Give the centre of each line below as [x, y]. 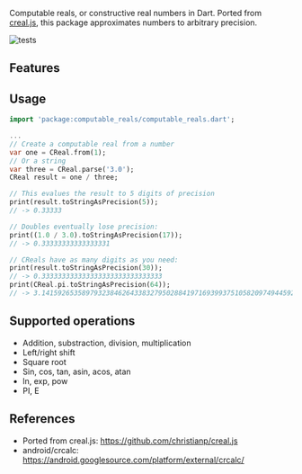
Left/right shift [49, 352]
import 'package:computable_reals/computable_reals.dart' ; [122, 120]
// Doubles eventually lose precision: [84, 227]
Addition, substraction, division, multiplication [107, 343]
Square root [44, 362]
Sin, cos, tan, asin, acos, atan [77, 371]
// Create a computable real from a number [92, 144]
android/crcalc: [50, 450]
